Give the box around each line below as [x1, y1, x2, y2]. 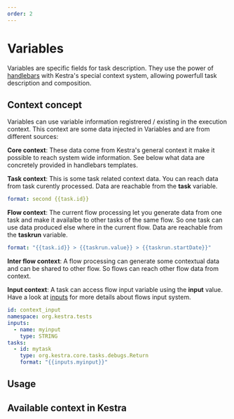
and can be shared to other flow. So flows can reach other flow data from [7, 265, 219, 273]
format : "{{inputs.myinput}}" [20, 359, 109, 366]
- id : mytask [13, 345, 52, 353]
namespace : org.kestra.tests [7, 313, 92, 320]
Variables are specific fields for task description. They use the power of [7, 64, 214, 72]
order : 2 [7, 10, 33, 18]
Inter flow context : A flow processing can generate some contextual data [7, 257, 219, 265]
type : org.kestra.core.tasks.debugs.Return [20, 352, 149, 359]
